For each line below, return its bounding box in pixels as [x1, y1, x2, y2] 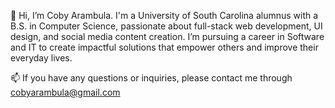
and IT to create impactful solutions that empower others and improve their [10, 41, 319, 53]
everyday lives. [10, 52, 73, 64]
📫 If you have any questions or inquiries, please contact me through [10, 72, 293, 84]
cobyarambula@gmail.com [10, 86, 121, 98]
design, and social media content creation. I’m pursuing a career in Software [10, 31, 325, 42]
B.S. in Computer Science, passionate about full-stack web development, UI [10, 20, 323, 32]
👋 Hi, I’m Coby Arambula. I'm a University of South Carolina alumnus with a [10, 10, 319, 21]
